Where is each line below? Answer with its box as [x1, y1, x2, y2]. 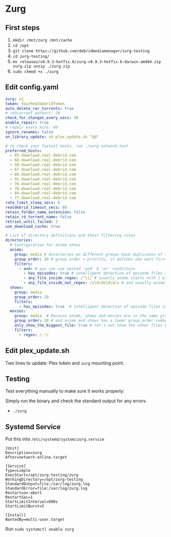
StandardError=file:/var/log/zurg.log [5, 486, 88, 491]
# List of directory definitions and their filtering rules [5, 233, 136, 238]
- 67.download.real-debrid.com [10, 167, 76, 172]
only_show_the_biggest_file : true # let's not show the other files [14, 323, 163, 328]
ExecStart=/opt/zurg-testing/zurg [5, 472, 79, 478]
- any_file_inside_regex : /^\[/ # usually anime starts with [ [23, 276, 160, 281]
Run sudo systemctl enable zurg [5, 526, 74, 532]
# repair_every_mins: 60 [5, 125, 58, 130]
